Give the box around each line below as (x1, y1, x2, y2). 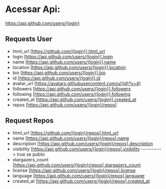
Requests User (5, 35, 53, 43)
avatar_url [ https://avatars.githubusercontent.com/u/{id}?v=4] (12, 80, 141, 86)
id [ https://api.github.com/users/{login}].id (12, 75, 101, 81)
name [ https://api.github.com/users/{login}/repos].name (12, 135, 130, 141)
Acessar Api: (5, 4, 60, 15)
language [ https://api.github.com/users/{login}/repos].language (12, 172, 145, 178)
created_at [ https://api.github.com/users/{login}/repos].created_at (12, 178, 150, 184)
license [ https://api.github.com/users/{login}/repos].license (12, 167, 136, 173)
